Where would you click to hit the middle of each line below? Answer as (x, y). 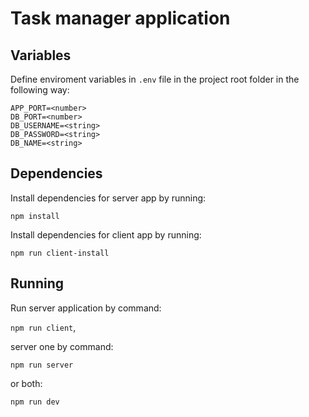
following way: (40, 90)
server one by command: (62, 346)
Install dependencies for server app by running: (108, 198)
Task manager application (120, 18)
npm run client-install (60, 253)
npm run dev (35, 402)
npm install (35, 216)
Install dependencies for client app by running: (106, 234)
